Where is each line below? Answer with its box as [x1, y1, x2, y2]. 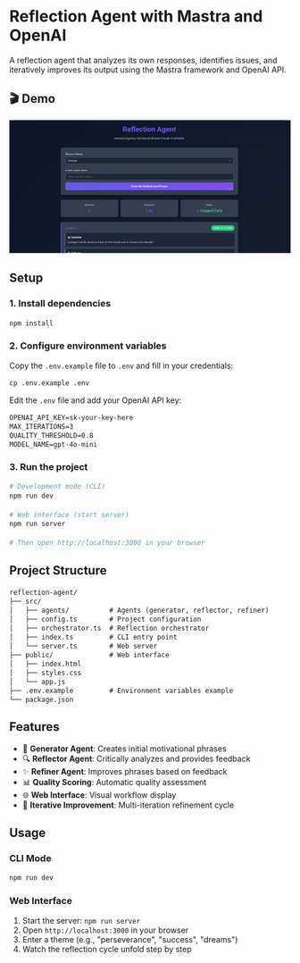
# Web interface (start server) [9, 510, 129, 519]
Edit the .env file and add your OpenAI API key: [9, 395, 182, 406]
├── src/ [9, 597, 42, 606]
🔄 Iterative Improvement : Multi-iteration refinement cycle [21, 800, 235, 810]
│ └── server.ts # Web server [9, 641, 158, 650]
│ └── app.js [9, 677, 66, 686]
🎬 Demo [9, 91, 56, 106]
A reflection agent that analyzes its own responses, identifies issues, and [9, 54, 278, 65]
